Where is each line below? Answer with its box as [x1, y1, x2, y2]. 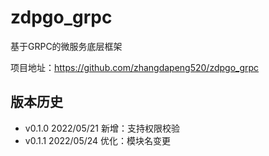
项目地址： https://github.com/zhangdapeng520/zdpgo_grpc [10, 61, 260, 73]
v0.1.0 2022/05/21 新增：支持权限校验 [24, 122, 180, 134]
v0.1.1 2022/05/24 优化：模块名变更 [24, 134, 172, 146]
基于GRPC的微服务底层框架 [10, 40, 123, 52]
